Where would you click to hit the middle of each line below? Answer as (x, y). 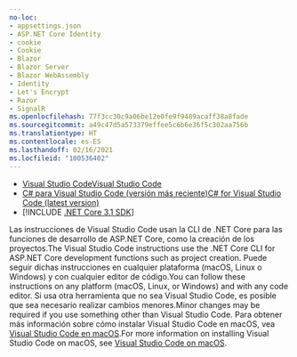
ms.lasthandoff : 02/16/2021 (61, 150)
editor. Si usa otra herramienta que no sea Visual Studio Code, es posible (143, 296)
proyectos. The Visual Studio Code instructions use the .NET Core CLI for (142, 248)
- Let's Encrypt (39, 92)
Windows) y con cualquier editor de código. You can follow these (128, 276)
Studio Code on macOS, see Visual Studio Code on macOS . (118, 343)
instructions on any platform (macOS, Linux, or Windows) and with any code (149, 286)
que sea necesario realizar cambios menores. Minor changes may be (135, 304)
